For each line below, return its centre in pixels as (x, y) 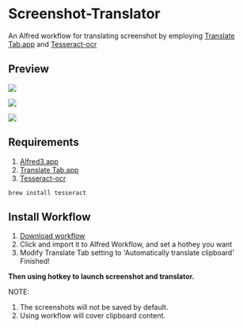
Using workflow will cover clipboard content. (93, 316)
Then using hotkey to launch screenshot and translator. (101, 277)
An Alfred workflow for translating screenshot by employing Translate (121, 36)
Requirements (44, 142)
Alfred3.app (39, 161)
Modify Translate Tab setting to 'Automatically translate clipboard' (127, 253)
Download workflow (52, 236)
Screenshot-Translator (84, 14)
